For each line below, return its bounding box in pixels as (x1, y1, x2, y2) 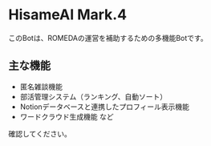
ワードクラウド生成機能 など (19, 112, 114, 121)
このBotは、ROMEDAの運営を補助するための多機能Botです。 (8, 33, 208, 43)
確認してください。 (8, 128, 72, 138)
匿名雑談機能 (19, 82, 63, 91)
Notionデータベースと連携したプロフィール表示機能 (19, 102, 190, 112)
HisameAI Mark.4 (8, 6, 127, 24)
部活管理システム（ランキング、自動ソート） (19, 91, 167, 101)
